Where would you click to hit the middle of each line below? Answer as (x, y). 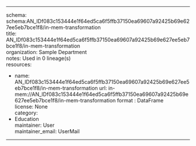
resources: (19, 64)
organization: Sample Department (47, 52)
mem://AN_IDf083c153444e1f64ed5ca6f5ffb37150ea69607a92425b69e (101, 94)
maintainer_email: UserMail (47, 131)
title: (11, 33)
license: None (31, 106)
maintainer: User (34, 125)
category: (26, 113)
